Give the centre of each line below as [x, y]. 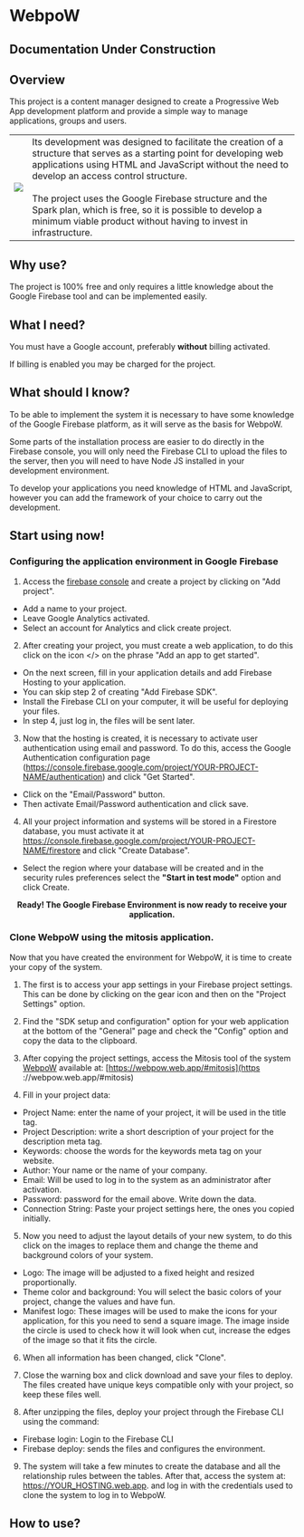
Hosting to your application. [74, 682]
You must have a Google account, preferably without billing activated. [140, 347]
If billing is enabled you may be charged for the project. [112, 364]
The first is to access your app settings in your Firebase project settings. [157, 985]
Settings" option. [54, 1004]
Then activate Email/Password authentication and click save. [135, 803]
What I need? [47, 325]
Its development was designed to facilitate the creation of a [158, 142]
